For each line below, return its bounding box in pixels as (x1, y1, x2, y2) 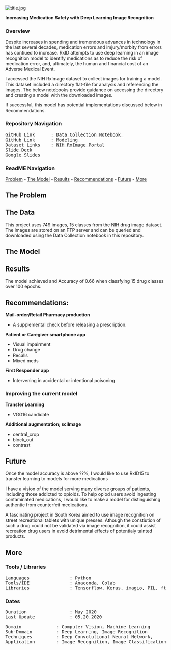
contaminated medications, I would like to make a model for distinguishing (5, 497, 161, 503)
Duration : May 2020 (5, 609, 97, 615)
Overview (5, 27, 30, 34)
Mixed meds (12, 358, 39, 364)
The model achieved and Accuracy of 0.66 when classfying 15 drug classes (5, 278, 164, 284)
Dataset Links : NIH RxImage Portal (5, 142, 105, 148)
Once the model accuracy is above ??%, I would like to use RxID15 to (5, 470, 150, 476)
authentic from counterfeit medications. (5, 502, 89, 508)
